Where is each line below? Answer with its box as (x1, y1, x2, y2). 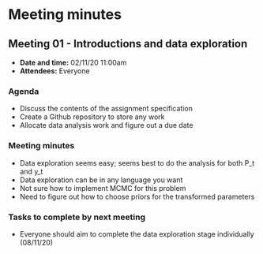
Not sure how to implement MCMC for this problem (19, 183, 186, 192)
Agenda (8, 85, 39, 96)
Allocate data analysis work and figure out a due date (19, 121, 193, 130)
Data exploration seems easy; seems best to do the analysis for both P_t (19, 158, 255, 167)
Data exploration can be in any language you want (19, 175, 183, 185)
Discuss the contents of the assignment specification (19, 104, 193, 114)
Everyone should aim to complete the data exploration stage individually (19, 229, 254, 238)
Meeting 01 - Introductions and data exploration (8, 37, 248, 50)
